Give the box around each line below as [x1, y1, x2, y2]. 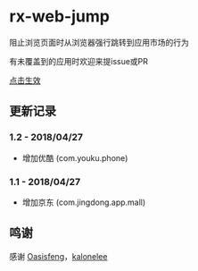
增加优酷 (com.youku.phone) [21, 152, 128, 163]
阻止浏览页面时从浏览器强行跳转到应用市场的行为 [9, 37, 189, 47]
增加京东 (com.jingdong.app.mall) [21, 197, 146, 207]
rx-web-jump [9, 6, 110, 27]
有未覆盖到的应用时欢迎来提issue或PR [9, 55, 149, 66]
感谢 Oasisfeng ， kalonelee [9, 250, 108, 261]
